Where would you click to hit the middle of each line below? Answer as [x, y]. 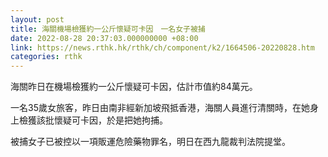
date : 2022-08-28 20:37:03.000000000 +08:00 [104, 38]
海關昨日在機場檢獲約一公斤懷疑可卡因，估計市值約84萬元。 [134, 87]
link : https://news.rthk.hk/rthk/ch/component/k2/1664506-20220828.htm [162, 47]
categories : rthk [46, 57]
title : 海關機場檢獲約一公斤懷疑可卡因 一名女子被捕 [108, 29]
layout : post [37, 19]
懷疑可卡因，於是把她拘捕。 [110, 120]
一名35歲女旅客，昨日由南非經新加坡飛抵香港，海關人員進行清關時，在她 [160, 108]
